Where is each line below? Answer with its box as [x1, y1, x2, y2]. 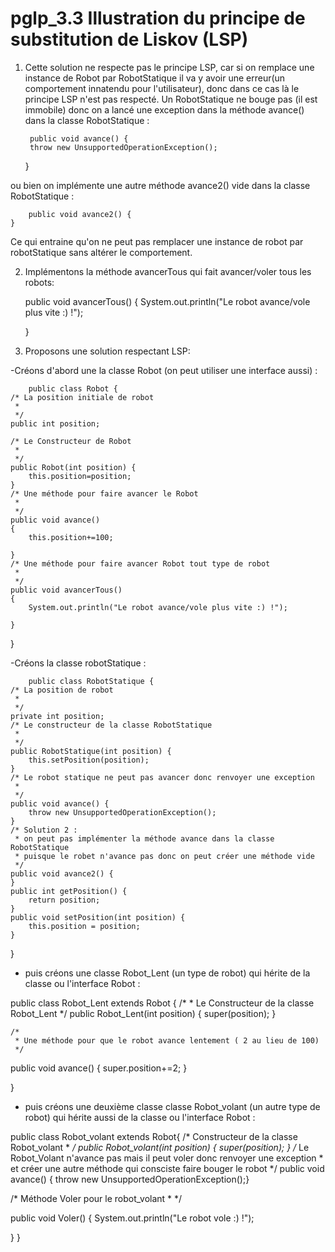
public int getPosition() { [10, 886, 128, 896]
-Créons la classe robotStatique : [10, 657, 147, 669]
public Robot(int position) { [10, 462, 137, 472]
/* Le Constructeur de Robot [10, 436, 132, 446]
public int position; [10, 418, 101, 429]
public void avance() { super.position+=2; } [10, 1062, 188, 1074]
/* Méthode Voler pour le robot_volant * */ [10, 1192, 183, 1204]
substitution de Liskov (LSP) [10, 28, 249, 51]
